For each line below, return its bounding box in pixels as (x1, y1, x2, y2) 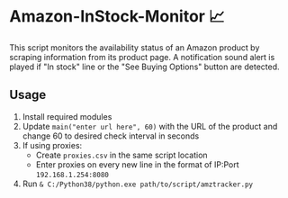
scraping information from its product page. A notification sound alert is (9, 51, 275, 62)
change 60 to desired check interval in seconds (22, 130, 200, 141)
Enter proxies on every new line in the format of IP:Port (35, 158, 240, 170)
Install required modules (22, 111, 112, 121)
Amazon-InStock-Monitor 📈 (9, 6, 225, 27)
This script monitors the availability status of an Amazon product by (9, 41, 260, 53)
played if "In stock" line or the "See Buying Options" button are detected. (9, 61, 281, 72)
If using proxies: (22, 139, 83, 150)
